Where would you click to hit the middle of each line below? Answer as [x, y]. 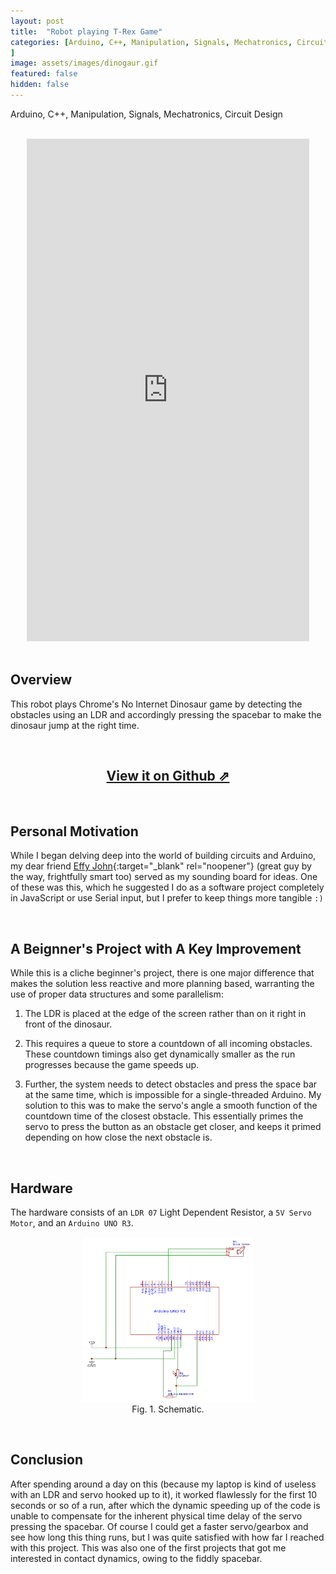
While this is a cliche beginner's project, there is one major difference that [162, 973]
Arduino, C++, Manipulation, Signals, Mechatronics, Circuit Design [146, 114]
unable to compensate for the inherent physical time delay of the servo [156, 1516]
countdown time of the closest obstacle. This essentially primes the [164, 1116]
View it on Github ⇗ [168, 776]
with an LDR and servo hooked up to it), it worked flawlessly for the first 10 [164, 1494]
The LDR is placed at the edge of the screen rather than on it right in [165, 1014]
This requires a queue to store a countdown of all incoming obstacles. [168, 1044]
